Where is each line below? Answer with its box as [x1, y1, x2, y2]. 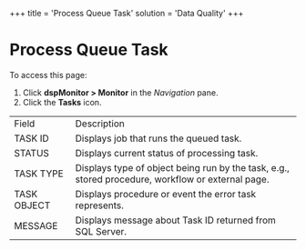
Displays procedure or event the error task [75, 187, 257, 200]
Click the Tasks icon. [22, 96, 102, 107]
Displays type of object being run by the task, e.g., [75, 161, 290, 174]
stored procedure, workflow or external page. [75, 173, 270, 185]
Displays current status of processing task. [75, 146, 259, 159]
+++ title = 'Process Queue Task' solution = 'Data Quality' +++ [9, 8, 244, 18]
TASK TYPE [14, 167, 64, 180]
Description [75, 117, 126, 130]
